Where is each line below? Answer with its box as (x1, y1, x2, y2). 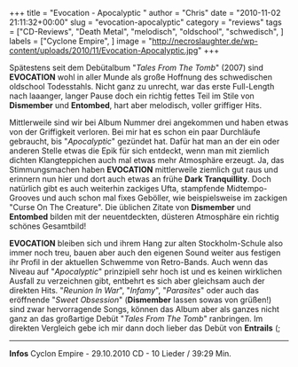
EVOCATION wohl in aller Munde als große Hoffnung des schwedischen (9, 72, 273, 82)
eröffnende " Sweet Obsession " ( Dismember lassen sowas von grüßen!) (9, 294, 272, 305)
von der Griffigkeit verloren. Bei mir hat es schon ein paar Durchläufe (9, 127, 261, 137)
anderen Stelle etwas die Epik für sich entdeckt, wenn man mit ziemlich (9, 145, 270, 156)
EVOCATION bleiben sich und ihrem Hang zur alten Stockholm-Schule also (9, 238, 284, 248)
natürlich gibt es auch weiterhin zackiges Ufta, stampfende (9, 183, 225, 193)
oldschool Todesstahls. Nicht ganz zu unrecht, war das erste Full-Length (9, 82, 275, 91)
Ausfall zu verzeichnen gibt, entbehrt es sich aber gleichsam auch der (9, 276, 265, 286)
